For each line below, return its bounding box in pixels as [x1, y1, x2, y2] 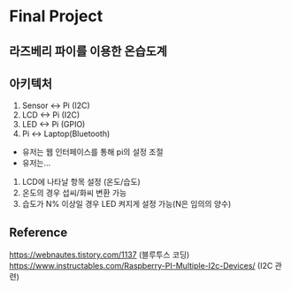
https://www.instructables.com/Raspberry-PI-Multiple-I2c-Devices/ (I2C [9, 261, 273, 271]
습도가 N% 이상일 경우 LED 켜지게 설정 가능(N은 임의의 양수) [21, 199, 232, 210]
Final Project [9, 6, 103, 27]
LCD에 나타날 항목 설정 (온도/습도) [21, 177, 142, 187]
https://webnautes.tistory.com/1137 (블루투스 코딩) [9, 249, 190, 260]
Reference [9, 225, 68, 240]
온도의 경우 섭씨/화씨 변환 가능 [21, 187, 127, 198]
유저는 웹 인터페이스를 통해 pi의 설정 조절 [21, 147, 164, 157]
